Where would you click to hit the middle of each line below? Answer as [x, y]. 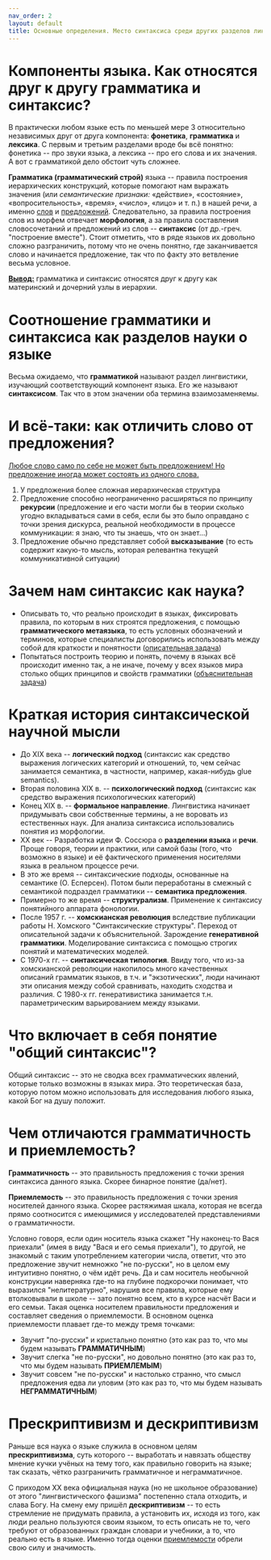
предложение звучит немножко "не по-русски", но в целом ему [119, 1264]
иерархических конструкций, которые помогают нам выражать [119, 186]
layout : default [35, 23]
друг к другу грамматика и [105, 88]
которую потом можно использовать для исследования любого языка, [131, 1092]
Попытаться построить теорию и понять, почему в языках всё [128, 657]
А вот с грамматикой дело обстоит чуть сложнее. [95, 161]
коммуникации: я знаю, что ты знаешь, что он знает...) [114, 533]
